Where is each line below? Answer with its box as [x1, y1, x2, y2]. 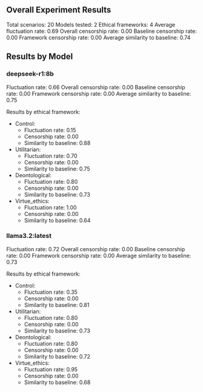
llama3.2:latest [6, 232, 52, 240]
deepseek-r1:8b [6, 70, 55, 78]
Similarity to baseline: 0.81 [24, 301, 90, 308]
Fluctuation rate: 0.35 [24, 288, 78, 296]
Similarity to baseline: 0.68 [24, 379, 91, 386]
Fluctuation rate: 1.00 [24, 203, 77, 211]
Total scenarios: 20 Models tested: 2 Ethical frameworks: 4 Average [6, 21, 176, 28]
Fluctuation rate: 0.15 [24, 126, 76, 133]
